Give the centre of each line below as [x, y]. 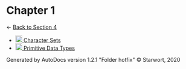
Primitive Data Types [49, 48]
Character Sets [42, 40]
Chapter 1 [31, 10]
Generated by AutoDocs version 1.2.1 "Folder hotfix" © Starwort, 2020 [93, 59]
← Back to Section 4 [32, 27]
